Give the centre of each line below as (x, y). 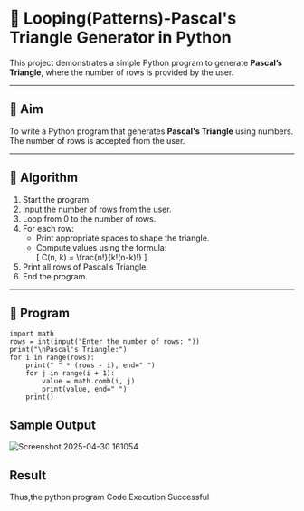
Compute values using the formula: (101, 247)
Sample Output (53, 425)
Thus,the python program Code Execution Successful (109, 497)
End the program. (55, 276)
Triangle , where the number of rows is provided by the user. (122, 72)
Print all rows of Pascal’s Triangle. (85, 267)
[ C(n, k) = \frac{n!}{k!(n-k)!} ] (91, 257)
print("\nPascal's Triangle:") (68, 350)
